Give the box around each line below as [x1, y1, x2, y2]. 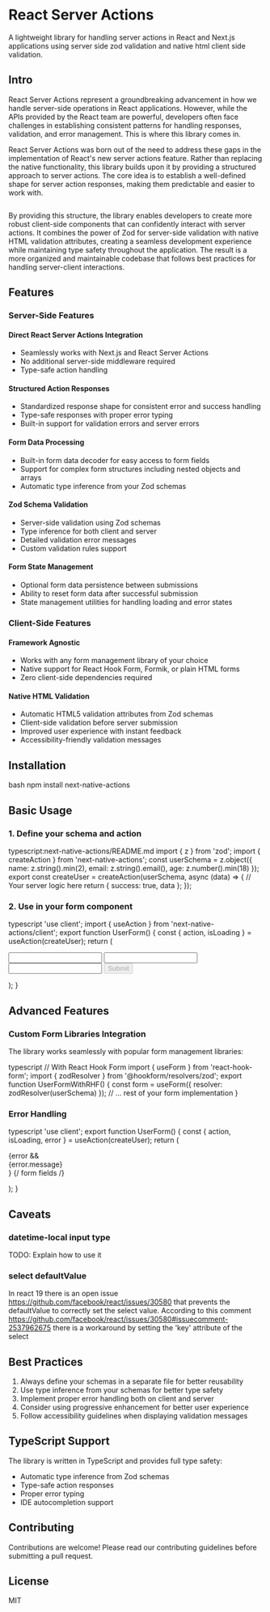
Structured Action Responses [8, 383, 110, 393]
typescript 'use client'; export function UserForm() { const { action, [8, 1127, 231, 1137]
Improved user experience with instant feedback [19, 726, 182, 736]
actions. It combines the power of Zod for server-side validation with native [8, 228, 259, 237]
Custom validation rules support [19, 543, 127, 553]
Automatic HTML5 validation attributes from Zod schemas [19, 709, 213, 719]
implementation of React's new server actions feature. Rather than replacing [8, 153, 263, 163]
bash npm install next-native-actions [8, 780, 131, 790]
